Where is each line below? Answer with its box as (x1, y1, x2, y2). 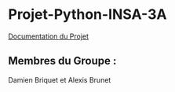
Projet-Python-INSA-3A (8, 6, 167, 24)
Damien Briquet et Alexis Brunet (8, 75, 111, 84)
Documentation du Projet (8, 31, 89, 41)
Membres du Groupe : (8, 54, 117, 68)
